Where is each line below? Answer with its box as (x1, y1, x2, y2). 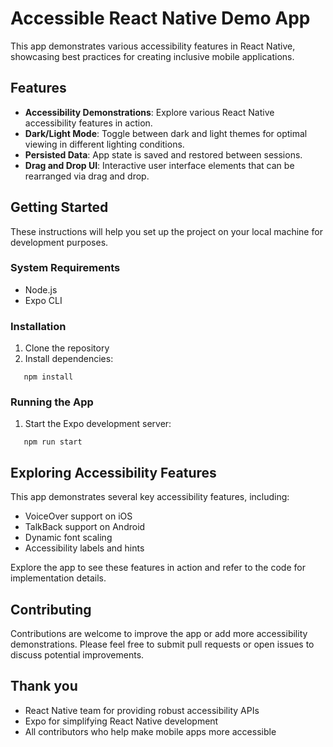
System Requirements (10, 261, 121, 275)
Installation (10, 319, 67, 333)
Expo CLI (24, 294, 63, 306)
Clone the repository (24, 342, 110, 354)
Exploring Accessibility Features (10, 464, 217, 481)
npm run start (23, 437, 83, 447)
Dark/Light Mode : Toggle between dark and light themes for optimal (24, 127, 308, 139)
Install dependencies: (24, 353, 114, 365)
